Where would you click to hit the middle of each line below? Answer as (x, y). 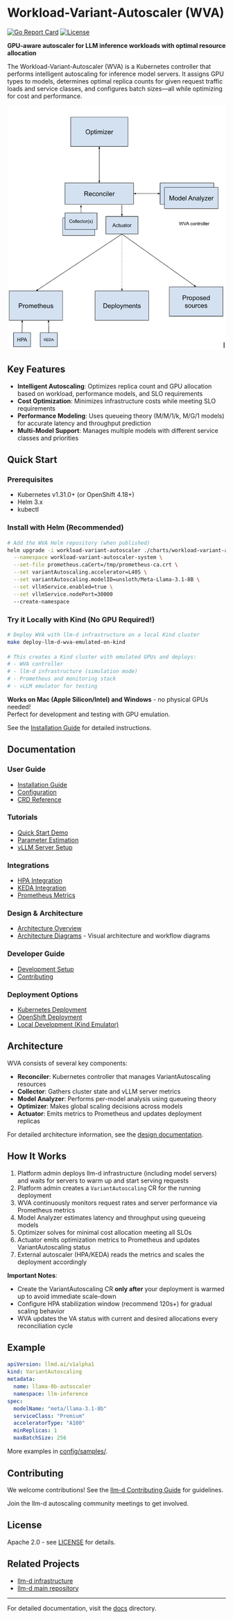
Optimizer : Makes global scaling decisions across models (100, 1106)
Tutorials (23, 817)
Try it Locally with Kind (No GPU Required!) (81, 619)
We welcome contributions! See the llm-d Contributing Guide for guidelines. (115, 1490)
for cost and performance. (45, 96)
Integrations (28, 865)
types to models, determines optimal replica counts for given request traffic (115, 81)
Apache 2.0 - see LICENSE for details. (61, 1542)
